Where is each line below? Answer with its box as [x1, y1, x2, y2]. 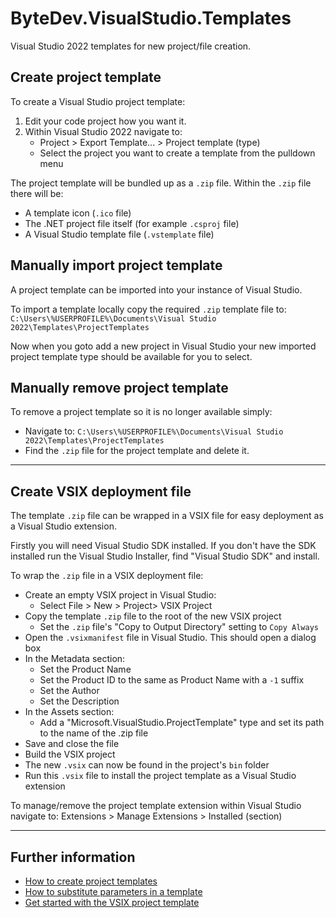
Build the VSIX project [24, 748, 116, 761]
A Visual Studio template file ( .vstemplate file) [24, 228, 215, 240]
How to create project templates [24, 875, 158, 887]
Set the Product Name [39, 663, 132, 676]
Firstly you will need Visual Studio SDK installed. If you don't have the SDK [10, 540, 317, 552]
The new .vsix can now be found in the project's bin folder [24, 759, 270, 771]
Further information [10, 848, 136, 866]
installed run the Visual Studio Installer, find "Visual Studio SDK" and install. [10, 550, 320, 562]
